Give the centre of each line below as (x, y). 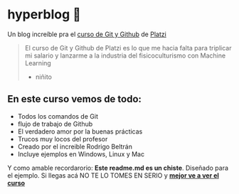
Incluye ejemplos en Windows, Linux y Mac (81, 154)
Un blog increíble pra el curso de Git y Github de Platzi (87, 34)
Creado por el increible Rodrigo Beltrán (75, 146)
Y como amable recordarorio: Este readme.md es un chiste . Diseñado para (118, 168)
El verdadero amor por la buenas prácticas (80, 131)
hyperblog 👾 (44, 15)
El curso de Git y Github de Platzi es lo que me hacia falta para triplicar (128, 48)
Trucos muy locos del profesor (63, 139)
